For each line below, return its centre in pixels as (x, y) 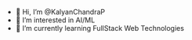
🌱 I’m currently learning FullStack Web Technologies (100, 28)
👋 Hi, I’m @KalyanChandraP (60, 12)
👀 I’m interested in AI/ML (55, 20)
